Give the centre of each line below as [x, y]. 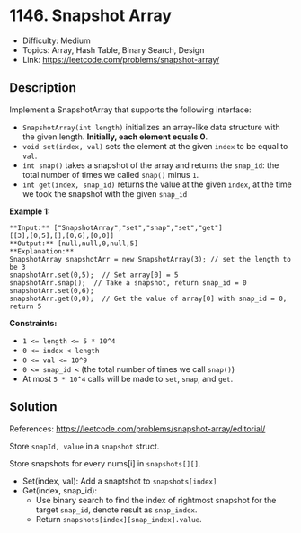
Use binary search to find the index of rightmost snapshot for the [156, 500]
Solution [33, 407]
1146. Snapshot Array [91, 16]
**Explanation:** [42, 251]
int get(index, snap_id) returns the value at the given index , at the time [157, 184]
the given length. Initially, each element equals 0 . [115, 137]
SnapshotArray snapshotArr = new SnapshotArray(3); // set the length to [150, 259]
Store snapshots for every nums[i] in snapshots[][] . [105, 463]
